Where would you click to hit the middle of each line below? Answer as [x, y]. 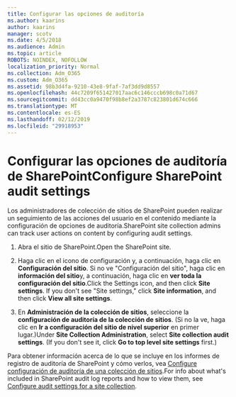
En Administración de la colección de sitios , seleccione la [103, 312]
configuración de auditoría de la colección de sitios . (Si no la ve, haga [121, 320]
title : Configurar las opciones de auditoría [75, 14]
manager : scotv [30, 34]
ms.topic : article [34, 54]
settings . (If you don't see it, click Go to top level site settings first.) [117, 342]
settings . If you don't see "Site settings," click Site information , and [117, 291]
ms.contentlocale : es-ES [44, 113]
